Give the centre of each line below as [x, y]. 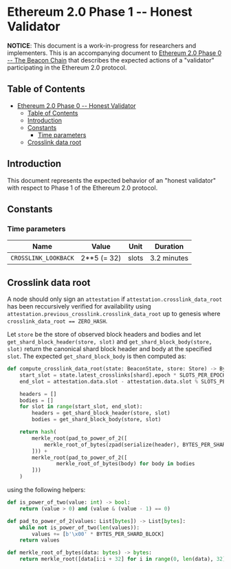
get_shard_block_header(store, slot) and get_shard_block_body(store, [110, 342]
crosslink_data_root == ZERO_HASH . [57, 321]
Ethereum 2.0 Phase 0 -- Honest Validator [76, 105]
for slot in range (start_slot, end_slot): [81, 407]
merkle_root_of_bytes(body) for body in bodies [125, 464]
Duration [169, 247]
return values [40, 540]
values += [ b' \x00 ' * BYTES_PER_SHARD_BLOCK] [98, 534]
